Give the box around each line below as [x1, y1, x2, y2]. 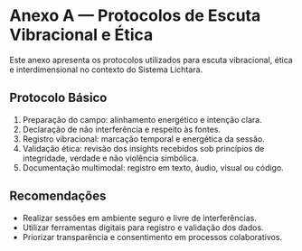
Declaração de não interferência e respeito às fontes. [22, 124, 222, 135]
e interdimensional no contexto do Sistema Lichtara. [9, 64, 203, 75]
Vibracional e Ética [9, 24, 154, 45]
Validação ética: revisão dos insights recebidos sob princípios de [22, 143, 265, 153]
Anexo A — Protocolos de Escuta [9, 5, 261, 26]
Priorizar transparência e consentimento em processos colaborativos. [22, 231, 283, 242]
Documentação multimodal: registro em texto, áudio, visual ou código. [22, 162, 285, 172]
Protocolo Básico [9, 90, 108, 106]
